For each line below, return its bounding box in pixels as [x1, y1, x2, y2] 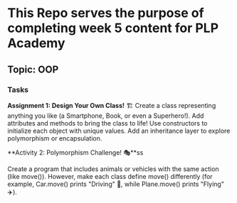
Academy [7, 35, 65, 51]
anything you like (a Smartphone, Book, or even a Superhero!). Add [7, 111, 204, 120]
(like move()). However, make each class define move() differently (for [7, 172, 213, 180]
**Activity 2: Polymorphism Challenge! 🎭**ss [7, 148, 144, 157]
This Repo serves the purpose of [7, 5, 204, 21]
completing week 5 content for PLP [7, 20, 219, 36]
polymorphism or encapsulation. [7, 133, 102, 143]
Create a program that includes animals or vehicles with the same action [7, 165, 219, 173]
